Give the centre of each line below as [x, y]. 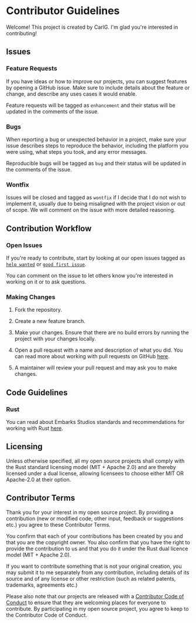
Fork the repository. [38, 310]
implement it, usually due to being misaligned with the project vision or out [96, 204]
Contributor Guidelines [63, 11]
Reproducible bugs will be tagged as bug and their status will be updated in [96, 163]
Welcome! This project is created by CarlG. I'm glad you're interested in [92, 27]
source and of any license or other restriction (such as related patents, [91, 578]
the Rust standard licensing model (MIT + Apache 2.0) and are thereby [91, 467]
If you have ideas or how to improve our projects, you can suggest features [97, 81]
